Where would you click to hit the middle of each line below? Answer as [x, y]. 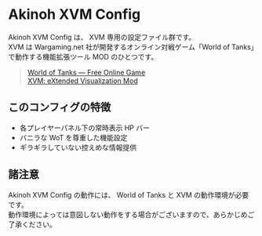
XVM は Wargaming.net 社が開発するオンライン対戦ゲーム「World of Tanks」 [131, 47]
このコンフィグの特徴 [60, 107]
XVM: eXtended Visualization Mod [83, 81]
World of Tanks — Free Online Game [86, 72]
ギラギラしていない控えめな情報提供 [78, 147]
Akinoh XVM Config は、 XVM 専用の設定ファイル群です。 [102, 37]
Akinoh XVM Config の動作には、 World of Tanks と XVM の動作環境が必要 [129, 194]
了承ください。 [32, 224]
